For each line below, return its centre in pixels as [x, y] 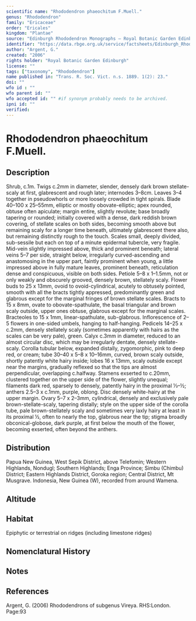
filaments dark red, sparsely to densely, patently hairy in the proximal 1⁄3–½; [96, 386]
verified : [18, 110]
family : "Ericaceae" [31, 22]
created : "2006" [26, 55]
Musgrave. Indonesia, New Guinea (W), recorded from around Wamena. [92, 480]
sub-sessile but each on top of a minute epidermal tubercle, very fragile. [93, 243]
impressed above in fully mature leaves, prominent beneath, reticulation [92, 268]
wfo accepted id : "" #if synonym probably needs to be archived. [87, 98]
